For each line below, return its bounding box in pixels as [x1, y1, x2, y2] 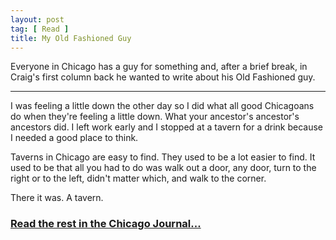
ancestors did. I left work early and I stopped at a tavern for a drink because [10, 121, 324, 133]
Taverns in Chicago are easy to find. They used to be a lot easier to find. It [10, 151, 316, 163]
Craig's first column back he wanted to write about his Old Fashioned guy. [10, 71, 316, 83]
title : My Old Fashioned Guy [10, 33, 132, 43]
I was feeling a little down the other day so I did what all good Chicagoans [10, 100, 315, 112]
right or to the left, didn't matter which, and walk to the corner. [10, 172, 267, 185]
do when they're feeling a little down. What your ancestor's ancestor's [10, 111, 300, 123]
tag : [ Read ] [10, 24, 70, 34]
